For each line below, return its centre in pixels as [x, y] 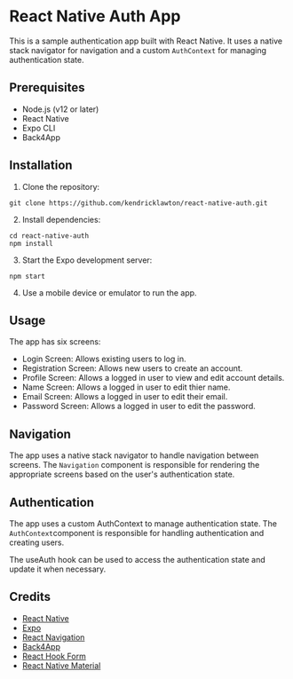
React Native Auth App [95, 16]
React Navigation [53, 637]
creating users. [37, 542]
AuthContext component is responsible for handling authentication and [137, 533]
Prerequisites [47, 87]
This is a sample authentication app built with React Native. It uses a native [146, 41]
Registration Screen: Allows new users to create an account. [132, 368]
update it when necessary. [58, 569]
